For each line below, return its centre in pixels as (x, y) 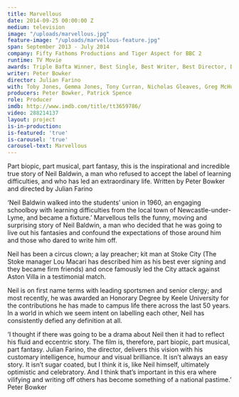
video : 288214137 (33, 113)
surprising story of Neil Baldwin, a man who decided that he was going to (115, 225)
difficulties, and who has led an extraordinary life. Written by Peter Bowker (116, 181)
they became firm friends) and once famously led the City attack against (113, 269)
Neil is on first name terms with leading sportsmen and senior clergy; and (115, 290)
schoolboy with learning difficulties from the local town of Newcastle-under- (119, 210)
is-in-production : (34, 126)
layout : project (31, 119)
